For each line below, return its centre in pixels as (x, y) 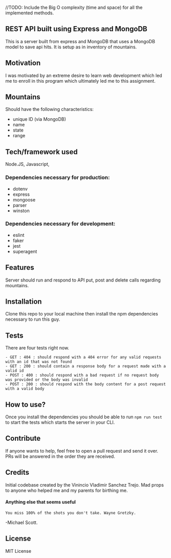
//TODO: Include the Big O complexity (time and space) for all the (74, 7)
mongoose (24, 199)
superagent (25, 251)
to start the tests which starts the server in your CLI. (60, 422)
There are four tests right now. (37, 348)
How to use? (26, 405)
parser (20, 205)
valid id (15, 371)
